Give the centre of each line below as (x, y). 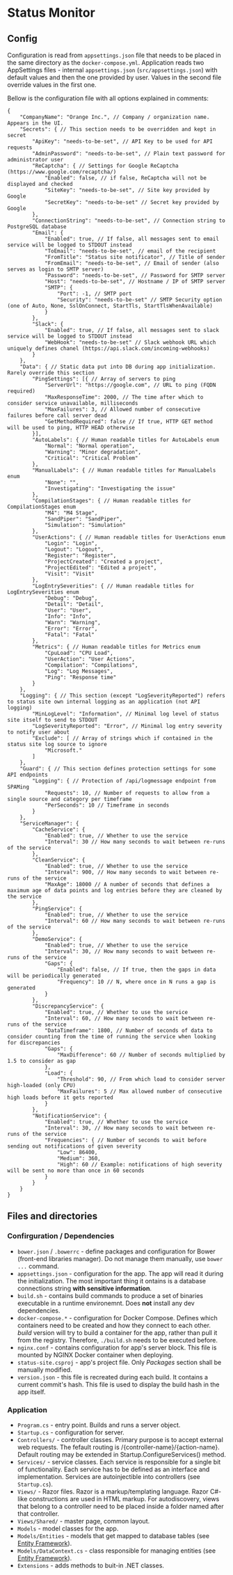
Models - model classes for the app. (68, 1528)
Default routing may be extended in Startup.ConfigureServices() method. (121, 1454)
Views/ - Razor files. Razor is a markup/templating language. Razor (113, 1491)
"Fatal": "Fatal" (70, 635)
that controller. (38, 1513)
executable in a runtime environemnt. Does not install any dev (106, 1303)
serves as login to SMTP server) (56, 269)
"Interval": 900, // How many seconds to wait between (126, 872)
